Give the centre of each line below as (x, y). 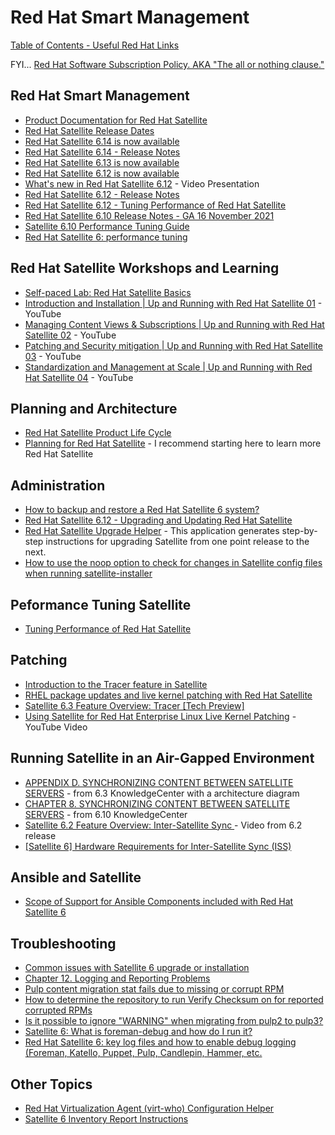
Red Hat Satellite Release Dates (89, 130)
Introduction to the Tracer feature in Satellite (116, 684)
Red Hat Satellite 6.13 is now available (102, 162)
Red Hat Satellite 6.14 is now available (102, 141)
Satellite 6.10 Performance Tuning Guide (107, 226)
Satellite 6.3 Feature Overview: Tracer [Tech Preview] (134, 705)
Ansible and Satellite (76, 877)
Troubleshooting (63, 943)
